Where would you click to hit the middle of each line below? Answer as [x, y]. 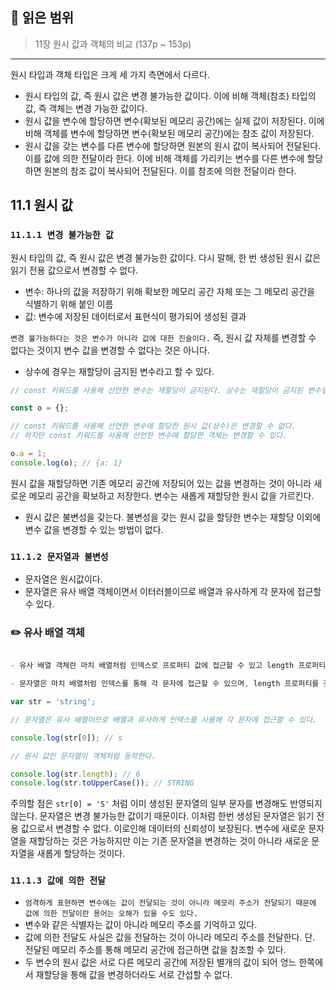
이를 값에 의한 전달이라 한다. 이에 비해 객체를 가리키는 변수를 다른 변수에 [164, 158]
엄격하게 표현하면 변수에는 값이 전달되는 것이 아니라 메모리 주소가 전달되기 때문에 [170, 903]
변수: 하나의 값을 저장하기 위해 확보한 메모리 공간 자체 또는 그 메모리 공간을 [170, 291]
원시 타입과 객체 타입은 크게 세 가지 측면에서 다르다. [110, 74]
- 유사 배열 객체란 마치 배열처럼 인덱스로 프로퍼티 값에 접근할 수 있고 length [152, 666]
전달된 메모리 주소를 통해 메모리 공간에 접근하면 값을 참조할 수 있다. [155, 949]
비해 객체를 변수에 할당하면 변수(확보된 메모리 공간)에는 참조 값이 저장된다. [169, 133]
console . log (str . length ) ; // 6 [75, 774]
